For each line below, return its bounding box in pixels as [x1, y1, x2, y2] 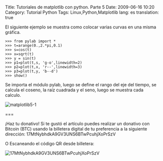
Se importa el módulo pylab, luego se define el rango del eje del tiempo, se [5, 82, 157, 87]
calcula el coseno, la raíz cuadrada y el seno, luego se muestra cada [5, 87, 144, 93]
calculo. [5, 92, 21, 98]
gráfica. [5, 29, 21, 35]
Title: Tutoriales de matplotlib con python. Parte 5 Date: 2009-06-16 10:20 [5, 4, 155, 10]
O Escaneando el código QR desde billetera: [5, 141, 94, 146]
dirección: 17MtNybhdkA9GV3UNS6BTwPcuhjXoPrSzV [5, 131, 116, 137]
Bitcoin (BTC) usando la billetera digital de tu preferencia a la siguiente [5, 126, 147, 132]
